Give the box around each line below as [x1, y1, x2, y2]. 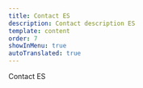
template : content [8, 27, 70, 35]
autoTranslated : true [8, 49, 82, 57]
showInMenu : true [8, 42, 67, 50]
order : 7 [8, 34, 38, 43]
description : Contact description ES [8, 19, 136, 27]
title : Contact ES [8, 11, 70, 20]
